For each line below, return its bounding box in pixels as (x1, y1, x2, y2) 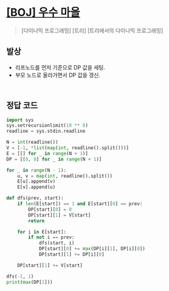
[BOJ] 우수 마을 (6, 5, 80, 19)
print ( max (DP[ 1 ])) (6, 279, 53, 285)
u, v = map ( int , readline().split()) (17, 173, 113, 179)
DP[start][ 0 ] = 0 (28, 206, 72, 212)
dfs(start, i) (38, 240, 75, 247)
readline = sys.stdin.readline (6, 128, 86, 135)
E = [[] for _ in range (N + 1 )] (6, 150, 88, 156)
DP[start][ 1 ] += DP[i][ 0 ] (38, 251, 105, 258)
